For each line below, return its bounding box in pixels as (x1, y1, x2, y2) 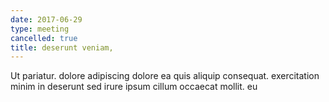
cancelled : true (10, 33, 78, 43)
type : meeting (10, 24, 70, 34)
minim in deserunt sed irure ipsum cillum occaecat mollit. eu (10, 81, 258, 93)
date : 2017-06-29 (10, 14, 83, 25)
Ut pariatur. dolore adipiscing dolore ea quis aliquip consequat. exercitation (10, 70, 320, 82)
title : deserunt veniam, (10, 42, 114, 53)
